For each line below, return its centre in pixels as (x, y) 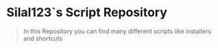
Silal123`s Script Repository (87, 13)
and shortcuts (43, 38)
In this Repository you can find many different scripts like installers (117, 31)
